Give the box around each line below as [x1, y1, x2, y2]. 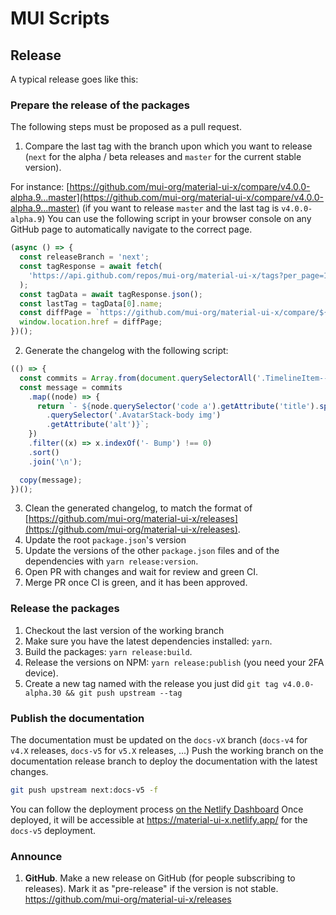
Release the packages [10, 602, 120, 616]
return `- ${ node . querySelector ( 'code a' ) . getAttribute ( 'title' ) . [36, 401, 320, 411]
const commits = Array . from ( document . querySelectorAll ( [19, 373, 257, 383]
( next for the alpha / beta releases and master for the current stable [24, 151, 302, 163]
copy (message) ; [19, 475, 83, 485]
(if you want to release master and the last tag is [81, 202, 280, 214]
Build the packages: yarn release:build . [24, 645, 193, 657]
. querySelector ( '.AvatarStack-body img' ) [46, 410, 222, 421]
